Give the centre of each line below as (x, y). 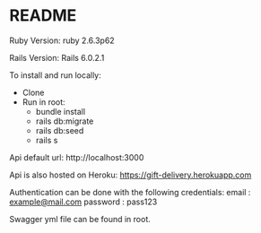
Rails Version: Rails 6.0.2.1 (57, 57)
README (43, 16)
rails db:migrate (65, 121)
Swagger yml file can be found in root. (80, 219)
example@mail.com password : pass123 (83, 202)
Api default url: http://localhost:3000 (77, 157)
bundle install (61, 111)
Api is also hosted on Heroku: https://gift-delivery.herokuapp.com (130, 175)
